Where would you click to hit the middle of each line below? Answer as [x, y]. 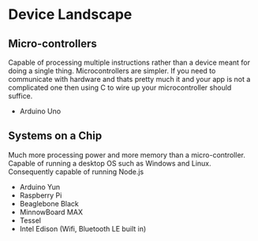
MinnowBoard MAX [51, 212]
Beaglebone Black [49, 203]
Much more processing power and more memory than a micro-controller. [127, 154]
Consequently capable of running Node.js [76, 172]
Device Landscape [70, 15]
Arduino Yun [40, 187]
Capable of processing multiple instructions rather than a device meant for [129, 62]
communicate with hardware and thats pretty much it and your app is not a [129, 79]
